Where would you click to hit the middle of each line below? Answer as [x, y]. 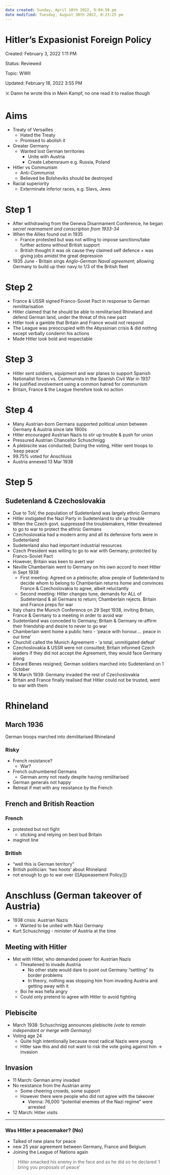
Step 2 [19, 287]
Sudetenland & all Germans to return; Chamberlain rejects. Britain [88, 599]
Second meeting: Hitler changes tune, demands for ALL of [81, 594]
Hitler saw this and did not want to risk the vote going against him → [91, 1046]
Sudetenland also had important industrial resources [67, 545]
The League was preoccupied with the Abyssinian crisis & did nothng [85, 328]
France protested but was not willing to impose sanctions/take [85, 240]
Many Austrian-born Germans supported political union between [80, 424]
